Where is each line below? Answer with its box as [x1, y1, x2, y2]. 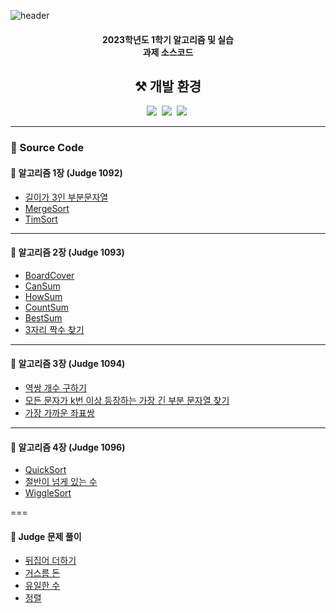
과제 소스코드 [142, 46, 194, 58]
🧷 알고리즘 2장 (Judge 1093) [10, 246, 125, 259]
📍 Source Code [10, 141, 85, 155]
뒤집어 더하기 [24, 555, 77, 567]
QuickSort [24, 464, 67, 476]
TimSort [24, 213, 58, 225]
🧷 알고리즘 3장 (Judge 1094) [10, 358, 126, 370]
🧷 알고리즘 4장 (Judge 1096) [10, 441, 126, 453]
